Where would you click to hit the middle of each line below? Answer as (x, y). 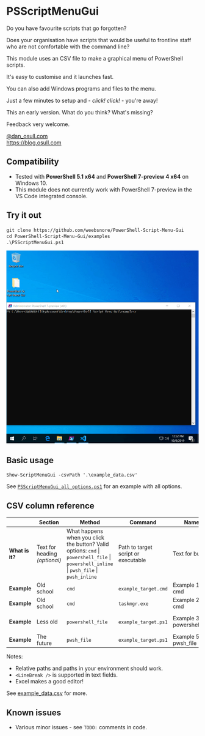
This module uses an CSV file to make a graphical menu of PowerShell (95, 58)
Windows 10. (31, 183)
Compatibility (33, 162)
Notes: (15, 656)
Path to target (135, 547)
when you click (86, 537)
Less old (47, 622)
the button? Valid (88, 544)
